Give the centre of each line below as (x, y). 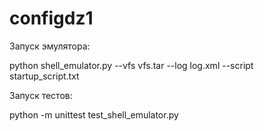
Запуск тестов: (41, 95)
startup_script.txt (44, 76)
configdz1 (51, 18)
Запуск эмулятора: (50, 46)
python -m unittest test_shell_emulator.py (94, 114)
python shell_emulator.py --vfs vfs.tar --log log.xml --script (131, 65)
